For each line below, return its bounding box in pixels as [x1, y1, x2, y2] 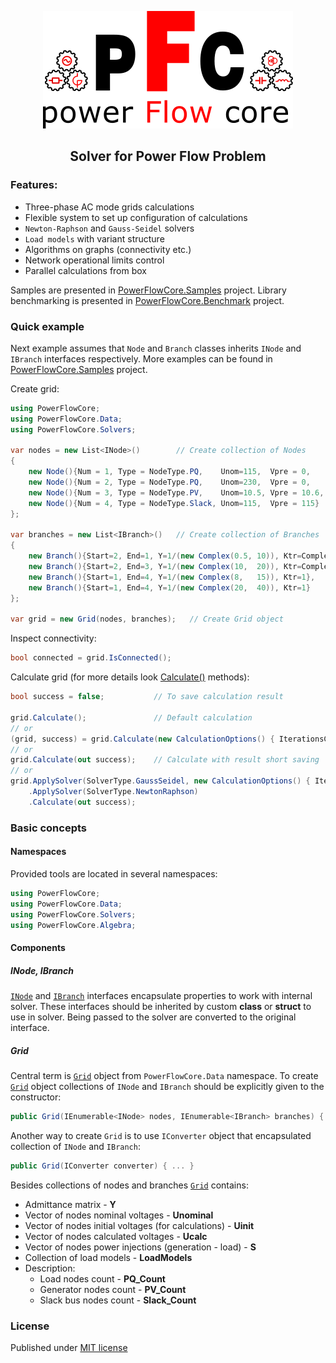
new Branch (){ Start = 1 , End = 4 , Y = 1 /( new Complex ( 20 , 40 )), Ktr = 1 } [28, 582, 311, 593]
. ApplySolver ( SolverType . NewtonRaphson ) [28, 787, 199, 797]
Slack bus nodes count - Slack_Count [39, 1294, 197, 1306]
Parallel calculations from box [24, 264, 147, 276]
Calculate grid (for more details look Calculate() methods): [10, 671, 250, 683]
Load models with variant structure [24, 232, 165, 245]
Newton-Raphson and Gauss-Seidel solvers [24, 222, 195, 234]
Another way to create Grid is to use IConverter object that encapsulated [10, 1129, 312, 1141]
